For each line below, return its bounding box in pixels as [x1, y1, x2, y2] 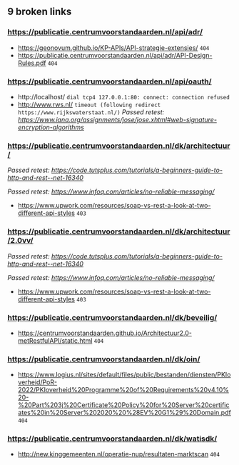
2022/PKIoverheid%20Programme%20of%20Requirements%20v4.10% [17, 386, 230, 394]
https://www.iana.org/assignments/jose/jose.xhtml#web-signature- [17, 115, 218, 124]
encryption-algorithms [17, 123, 84, 131]
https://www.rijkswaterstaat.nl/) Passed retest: [17, 107, 165, 116]
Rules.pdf [17, 59, 46, 67]
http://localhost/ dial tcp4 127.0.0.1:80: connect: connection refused [17, 92, 230, 101]
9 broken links [7, 6, 72, 18]
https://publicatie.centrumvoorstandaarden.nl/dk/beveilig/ [7, 312, 218, 322]
